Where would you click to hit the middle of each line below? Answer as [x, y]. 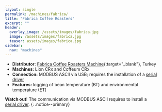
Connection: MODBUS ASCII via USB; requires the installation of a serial [84, 74]
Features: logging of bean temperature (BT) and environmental [75, 84]
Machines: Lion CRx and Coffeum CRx [51, 69]
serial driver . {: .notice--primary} [38, 104]
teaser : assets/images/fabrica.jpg [45, 41]
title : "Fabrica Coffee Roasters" [40, 18]
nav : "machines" [26, 50]
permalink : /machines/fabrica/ [37, 14]
